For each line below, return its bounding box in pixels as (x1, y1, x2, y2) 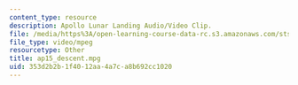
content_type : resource (9, 12, 98, 22)
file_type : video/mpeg (9, 37, 93, 47)
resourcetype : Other (9, 46, 86, 55)
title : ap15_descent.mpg (9, 54, 101, 63)
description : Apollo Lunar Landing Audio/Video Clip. (9, 21, 213, 30)
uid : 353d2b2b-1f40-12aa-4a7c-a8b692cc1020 (9, 63, 173, 72)
